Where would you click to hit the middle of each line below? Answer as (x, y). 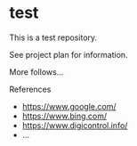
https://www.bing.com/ (64, 116)
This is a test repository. (53, 37)
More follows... (36, 72)
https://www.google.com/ (69, 106)
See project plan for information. (68, 54)
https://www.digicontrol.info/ (75, 125)
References (30, 89)
